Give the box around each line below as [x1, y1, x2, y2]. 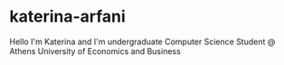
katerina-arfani [9, 6, 127, 27]
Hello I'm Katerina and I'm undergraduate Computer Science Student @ [9, 36, 276, 47]
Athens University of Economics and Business [9, 45, 181, 56]
